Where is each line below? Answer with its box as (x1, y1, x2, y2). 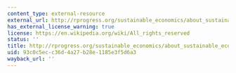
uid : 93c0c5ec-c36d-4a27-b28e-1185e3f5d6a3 (7, 49, 137, 56)
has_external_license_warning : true (7, 23, 114, 30)
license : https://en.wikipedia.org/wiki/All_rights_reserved (7, 29, 190, 37)
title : (7, 42, 27, 49)
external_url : (7, 17, 49, 24)
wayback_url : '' (7, 56, 55, 63)
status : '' (7, 36, 39, 43)
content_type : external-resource (7, 10, 105, 17)
